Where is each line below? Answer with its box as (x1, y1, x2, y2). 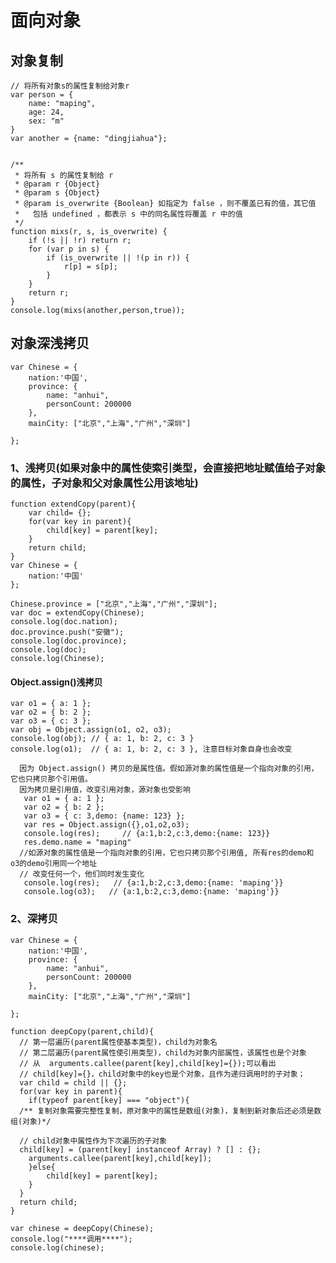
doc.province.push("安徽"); (10, 627, 125, 638)
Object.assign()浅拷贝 (10, 676, 103, 688)
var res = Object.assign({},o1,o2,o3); (23, 820, 190, 830)
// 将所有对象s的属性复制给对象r (10, 81, 130, 91)
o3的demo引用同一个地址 (10, 859, 98, 869)
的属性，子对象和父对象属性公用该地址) (10, 476, 199, 490)
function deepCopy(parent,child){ (10, 1026, 155, 1036)
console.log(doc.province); (10, 636, 128, 646)
